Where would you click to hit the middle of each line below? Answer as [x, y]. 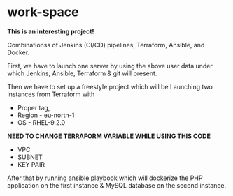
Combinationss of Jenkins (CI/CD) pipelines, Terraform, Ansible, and [106, 45]
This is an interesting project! [51, 31]
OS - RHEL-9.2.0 [41, 122]
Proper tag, [34, 107]
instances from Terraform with [51, 94]
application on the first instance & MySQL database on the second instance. [116, 185]
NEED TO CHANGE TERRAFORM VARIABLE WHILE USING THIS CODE [109, 136]
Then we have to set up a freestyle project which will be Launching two [110, 86]
